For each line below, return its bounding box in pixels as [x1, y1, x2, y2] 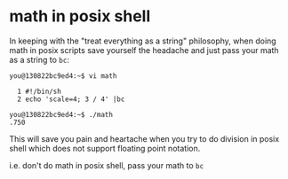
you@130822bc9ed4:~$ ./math [9, 110, 114, 119]
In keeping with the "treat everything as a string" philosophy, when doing [9, 35, 277, 46]
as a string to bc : [9, 54, 69, 65]
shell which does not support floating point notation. [9, 143, 201, 153]
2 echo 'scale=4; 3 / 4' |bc [17, 95, 125, 104]
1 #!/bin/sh [17, 87, 62, 96]
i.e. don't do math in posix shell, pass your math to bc [9, 160, 204, 170]
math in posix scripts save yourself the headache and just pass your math [9, 44, 279, 55]
